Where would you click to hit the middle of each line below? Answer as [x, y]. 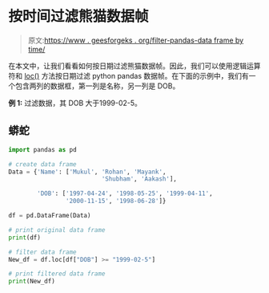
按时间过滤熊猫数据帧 [79, 16]
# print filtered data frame [57, 274]
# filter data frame [43, 252]
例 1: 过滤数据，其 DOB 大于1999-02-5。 [75, 103]
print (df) [25, 238]
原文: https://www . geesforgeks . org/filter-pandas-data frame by [136, 40]
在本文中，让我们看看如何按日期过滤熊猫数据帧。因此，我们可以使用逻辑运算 [134, 66]
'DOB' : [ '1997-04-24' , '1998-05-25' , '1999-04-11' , [125, 193]
